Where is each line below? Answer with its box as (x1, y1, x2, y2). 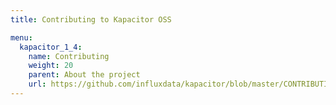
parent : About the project (28, 70, 141, 80)
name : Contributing (28, 51, 110, 61)
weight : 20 (28, 61, 74, 71)
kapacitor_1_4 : (19, 42, 83, 52)
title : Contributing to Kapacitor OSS (10, 14, 172, 25)
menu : (10, 32, 33, 43)
